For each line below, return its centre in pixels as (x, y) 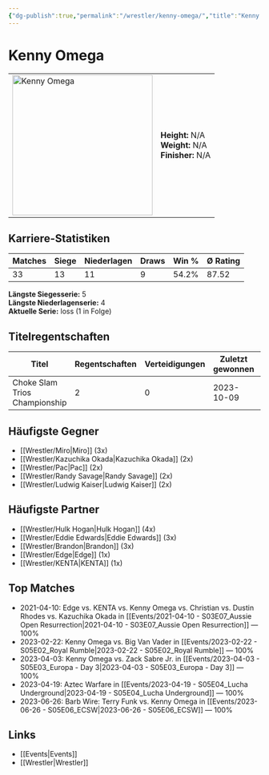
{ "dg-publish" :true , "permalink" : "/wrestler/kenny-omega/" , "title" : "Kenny (134, 16)
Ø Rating (224, 261)
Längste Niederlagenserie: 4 (57, 303)
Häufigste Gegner (54, 431)
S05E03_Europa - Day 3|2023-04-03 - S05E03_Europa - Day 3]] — (132, 667)
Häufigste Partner (54, 510)
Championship (40, 403)
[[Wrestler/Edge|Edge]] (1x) (65, 555)
